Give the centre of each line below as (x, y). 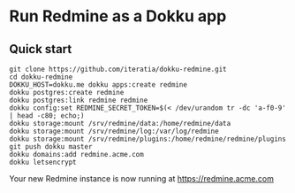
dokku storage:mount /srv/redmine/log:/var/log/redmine (114, 131)
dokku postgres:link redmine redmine (79, 100)
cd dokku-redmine (41, 77)
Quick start (41, 49)
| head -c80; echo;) (47, 116)
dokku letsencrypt (43, 162)
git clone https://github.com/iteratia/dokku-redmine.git (118, 69)
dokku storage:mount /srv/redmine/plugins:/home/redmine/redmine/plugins (148, 139)
